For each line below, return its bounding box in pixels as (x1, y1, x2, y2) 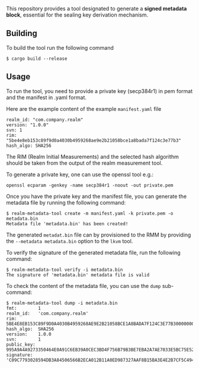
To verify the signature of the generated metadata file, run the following (6, 249, 181, 256)
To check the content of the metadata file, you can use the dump (6, 282, 161, 289)
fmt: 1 (6, 305, 41, 311)
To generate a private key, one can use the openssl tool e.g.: (6, 171, 154, 178)
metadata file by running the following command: (6, 199, 126, 206)
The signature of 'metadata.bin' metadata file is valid (6, 272, 150, 278)
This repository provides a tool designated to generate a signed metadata (6, 5, 187, 12)
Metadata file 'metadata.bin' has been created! (6, 220, 129, 227)
